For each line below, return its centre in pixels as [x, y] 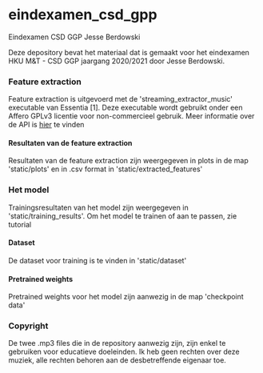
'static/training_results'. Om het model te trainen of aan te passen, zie [123, 216]
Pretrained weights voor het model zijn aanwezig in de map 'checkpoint [126, 297]
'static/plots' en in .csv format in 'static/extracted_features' [106, 169]
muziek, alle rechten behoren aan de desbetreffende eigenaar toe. [117, 360]
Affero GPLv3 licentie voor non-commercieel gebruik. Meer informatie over [131, 116]
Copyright [28, 326]
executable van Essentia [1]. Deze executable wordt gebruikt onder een [126, 108]
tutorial [20, 224]
